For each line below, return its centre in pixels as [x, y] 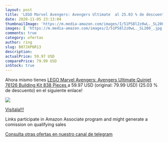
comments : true [21, 33]
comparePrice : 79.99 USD [31, 61]
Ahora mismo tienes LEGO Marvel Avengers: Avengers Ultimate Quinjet [78, 80]
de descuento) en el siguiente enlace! [44, 90]
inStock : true [20, 65]
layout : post [19, 10]
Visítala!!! [14, 109]
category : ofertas [24, 38]
